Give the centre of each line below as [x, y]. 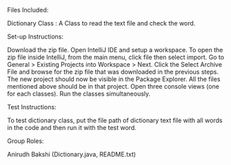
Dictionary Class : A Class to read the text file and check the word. [101, 23]
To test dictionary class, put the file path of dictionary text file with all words [115, 120]
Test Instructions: [32, 107]
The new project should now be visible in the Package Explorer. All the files [114, 79]
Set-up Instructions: [36, 36]
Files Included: [28, 10]
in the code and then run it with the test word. [72, 128]
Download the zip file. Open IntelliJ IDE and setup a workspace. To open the [115, 50]
